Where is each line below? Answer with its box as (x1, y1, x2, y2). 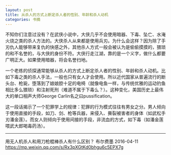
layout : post (5, 7, 33, 13)
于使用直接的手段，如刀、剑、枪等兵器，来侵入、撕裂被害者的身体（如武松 (5, 110, 161, 116)
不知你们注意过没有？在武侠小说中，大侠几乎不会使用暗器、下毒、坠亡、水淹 (5, 32, 166, 38)
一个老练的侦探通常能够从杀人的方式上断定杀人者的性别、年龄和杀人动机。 (5, 68, 161, 74)
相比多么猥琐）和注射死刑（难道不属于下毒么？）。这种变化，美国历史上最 (5, 87, 159, 93)
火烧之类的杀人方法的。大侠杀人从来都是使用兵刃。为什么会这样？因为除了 (5, 38, 161, 44)
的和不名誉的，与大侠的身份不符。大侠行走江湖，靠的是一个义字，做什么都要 (5, 50, 166, 56)
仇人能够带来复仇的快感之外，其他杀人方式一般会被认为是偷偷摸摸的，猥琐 (9, 44, 166, 50)
